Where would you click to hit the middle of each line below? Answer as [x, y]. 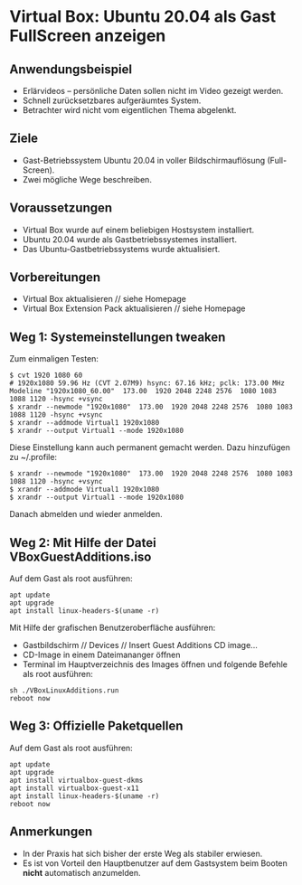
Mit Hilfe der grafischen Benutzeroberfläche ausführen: [113, 628]
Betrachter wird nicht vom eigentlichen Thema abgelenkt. [129, 110]
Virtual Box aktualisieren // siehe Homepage [104, 299]
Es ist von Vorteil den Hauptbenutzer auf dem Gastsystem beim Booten [155, 863]
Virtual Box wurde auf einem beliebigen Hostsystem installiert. [138, 230]
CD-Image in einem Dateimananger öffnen [101, 655]
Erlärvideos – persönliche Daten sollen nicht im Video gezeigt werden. [153, 91]
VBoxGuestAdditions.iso [80, 556]
